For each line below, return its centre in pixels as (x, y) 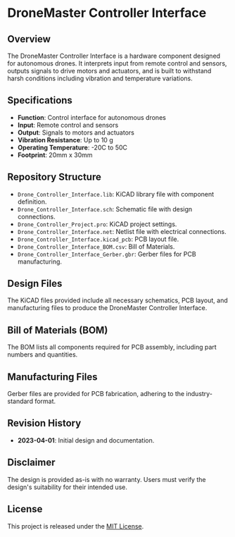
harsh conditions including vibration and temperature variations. (100, 78)
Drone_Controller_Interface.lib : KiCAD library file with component (116, 194)
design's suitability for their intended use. (68, 487)
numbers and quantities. (43, 354)
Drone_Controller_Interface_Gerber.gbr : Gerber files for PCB (107, 254)
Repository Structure (55, 177)
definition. (32, 202)
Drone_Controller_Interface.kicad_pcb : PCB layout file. (98, 239)
